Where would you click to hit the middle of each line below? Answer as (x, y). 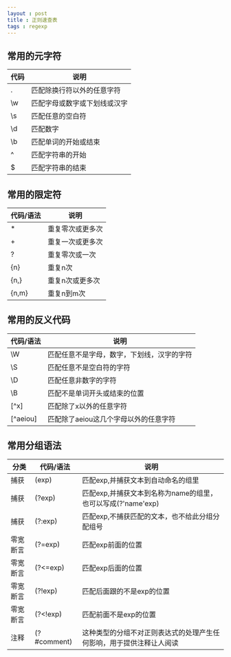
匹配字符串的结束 (59, 168)
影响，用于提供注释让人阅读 (134, 643)
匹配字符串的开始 (59, 155)
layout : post (27, 13)
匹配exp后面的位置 (112, 567)
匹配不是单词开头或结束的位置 (96, 393)
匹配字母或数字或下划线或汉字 (80, 103)
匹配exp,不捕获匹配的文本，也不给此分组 (147, 516)
